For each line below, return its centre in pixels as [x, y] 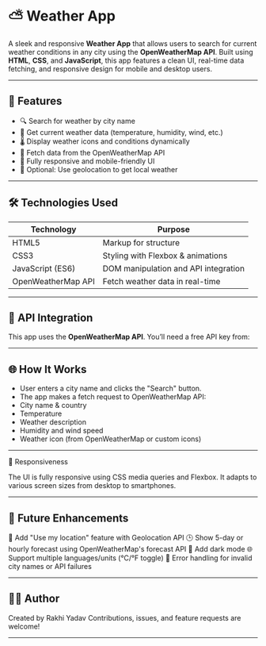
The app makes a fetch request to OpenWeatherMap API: [113, 397]
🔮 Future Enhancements [68, 518]
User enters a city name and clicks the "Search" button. [110, 388]
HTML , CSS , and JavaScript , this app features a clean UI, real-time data [126, 60]
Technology [53, 229]
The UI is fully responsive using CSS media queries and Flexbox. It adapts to [133, 477]
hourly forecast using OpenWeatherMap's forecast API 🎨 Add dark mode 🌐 [131, 549]
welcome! [24, 626]
